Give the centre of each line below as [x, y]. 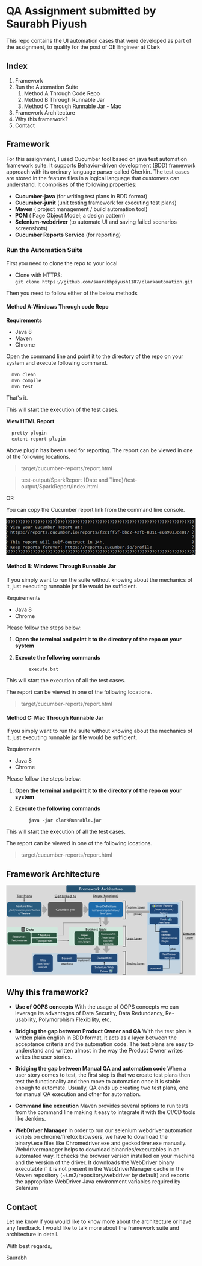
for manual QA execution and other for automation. [78, 1094]
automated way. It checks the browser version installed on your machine [105, 1156]
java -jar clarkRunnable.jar [65, 820]
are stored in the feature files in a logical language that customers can [93, 178]
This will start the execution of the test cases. [63, 410]
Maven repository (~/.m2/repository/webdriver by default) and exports [102, 1175]
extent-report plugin [39, 439]
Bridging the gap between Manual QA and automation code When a [100, 1069]
